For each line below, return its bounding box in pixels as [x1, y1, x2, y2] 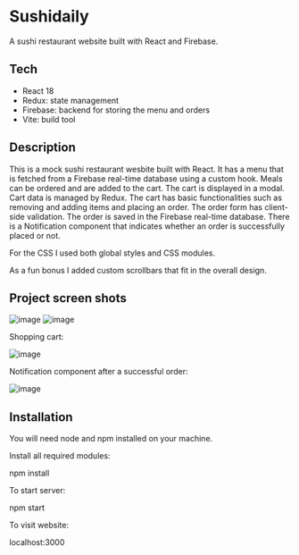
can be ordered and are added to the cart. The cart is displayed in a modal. [9, 182, 286, 193]
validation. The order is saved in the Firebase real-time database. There [26, 211, 290, 222]
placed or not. [9, 230, 61, 240]
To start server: [9, 485, 66, 496]
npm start [9, 502, 46, 513]
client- [264, 201, 288, 212]
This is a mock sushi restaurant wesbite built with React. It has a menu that [9, 164, 284, 174]
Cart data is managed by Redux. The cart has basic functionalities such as [9, 192, 283, 203]
